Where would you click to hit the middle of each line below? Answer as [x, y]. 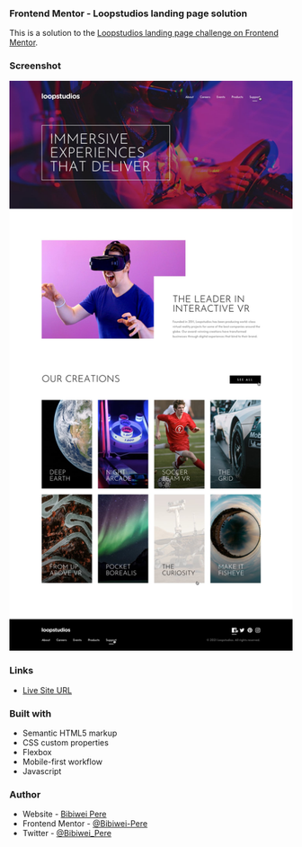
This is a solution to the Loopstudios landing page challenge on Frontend [144, 33]
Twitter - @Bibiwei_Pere [67, 834]
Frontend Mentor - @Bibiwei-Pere [85, 824]
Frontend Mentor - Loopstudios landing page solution [129, 13]
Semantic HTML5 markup [70, 733]
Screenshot [35, 66]
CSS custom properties [66, 743]
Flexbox [37, 753]
